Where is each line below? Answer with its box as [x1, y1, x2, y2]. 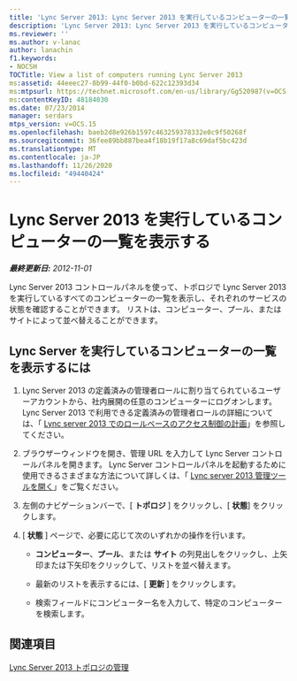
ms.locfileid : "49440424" [9, 169, 104, 178]
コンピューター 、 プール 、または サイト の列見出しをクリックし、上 [34, 549, 280, 559]
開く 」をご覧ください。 [37, 481, 124, 492]
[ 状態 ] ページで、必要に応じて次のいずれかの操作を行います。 [21, 530, 250, 540]
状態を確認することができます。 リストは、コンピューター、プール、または [9, 304, 282, 315]
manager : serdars [9, 111, 73, 120]
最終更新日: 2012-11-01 [9, 263, 93, 274]
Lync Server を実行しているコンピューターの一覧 [9, 343, 277, 358]
